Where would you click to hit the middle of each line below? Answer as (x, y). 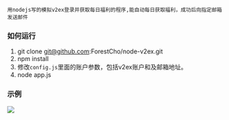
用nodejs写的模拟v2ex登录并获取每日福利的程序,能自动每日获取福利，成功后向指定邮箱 (114, 10)
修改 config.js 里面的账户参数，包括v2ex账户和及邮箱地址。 (102, 67)
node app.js (34, 75)
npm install (33, 59)
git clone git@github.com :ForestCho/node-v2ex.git (90, 51)
